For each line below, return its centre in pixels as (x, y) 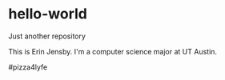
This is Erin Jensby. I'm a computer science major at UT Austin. (113, 51)
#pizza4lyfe (28, 67)
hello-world (48, 14)
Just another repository (47, 36)
